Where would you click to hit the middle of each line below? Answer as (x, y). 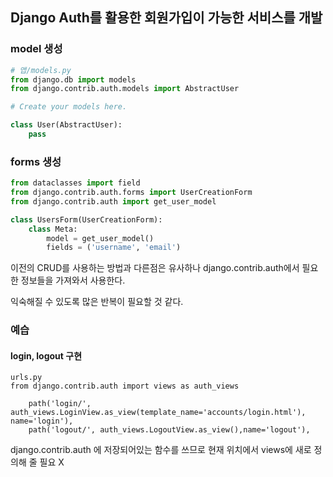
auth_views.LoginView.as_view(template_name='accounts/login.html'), (158, 413)
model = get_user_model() (100, 238)
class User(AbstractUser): (66, 125)
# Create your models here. (69, 107)
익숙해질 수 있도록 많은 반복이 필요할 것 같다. (97, 302)
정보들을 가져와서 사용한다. (73, 280)
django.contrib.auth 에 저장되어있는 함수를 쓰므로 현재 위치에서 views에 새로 (161, 450)
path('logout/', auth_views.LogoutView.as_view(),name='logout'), (169, 430)
